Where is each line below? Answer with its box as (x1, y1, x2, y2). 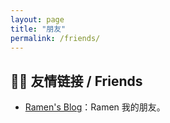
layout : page (10, 14, 65, 25)
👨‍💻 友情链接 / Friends (10, 72, 143, 90)
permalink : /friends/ (10, 33, 101, 43)
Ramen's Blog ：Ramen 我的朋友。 (24, 101, 166, 113)
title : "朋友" (10, 24, 67, 34)
